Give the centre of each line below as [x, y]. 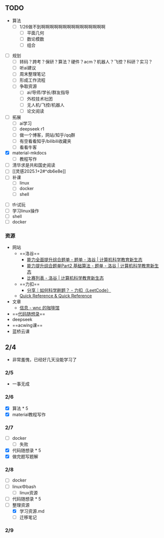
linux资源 [29, 492]
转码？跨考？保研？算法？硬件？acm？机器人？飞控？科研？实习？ [86, 62]
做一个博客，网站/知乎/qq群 [47, 135]
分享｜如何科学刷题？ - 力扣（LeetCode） [69, 290]
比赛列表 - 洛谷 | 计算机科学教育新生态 [65, 278]
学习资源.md [32, 511]
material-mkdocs [29, 153]
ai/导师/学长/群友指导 [48, 92]
